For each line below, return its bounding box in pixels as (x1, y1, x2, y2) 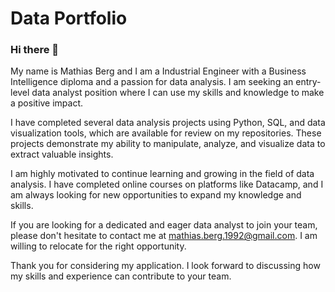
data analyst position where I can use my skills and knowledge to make (31, 87, 325, 99)
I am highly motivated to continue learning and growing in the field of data (10, 168, 315, 180)
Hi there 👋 (10, 43, 60, 57)
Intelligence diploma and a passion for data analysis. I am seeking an (10, 76, 294, 88)
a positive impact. (10, 97, 84, 109)
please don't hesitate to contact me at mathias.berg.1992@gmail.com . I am (10, 230, 318, 242)
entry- (295, 76, 322, 88)
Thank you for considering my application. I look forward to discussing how (10, 260, 321, 272)
